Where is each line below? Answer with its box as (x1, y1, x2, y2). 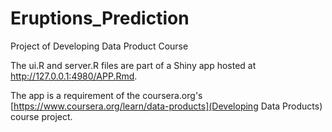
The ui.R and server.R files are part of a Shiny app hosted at (10, 59, 257, 71)
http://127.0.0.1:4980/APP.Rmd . (10, 70, 138, 82)
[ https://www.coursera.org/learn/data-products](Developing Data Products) (10, 100, 323, 112)
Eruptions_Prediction (10, 7, 190, 30)
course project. (10, 110, 73, 122)
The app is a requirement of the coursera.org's (10, 89, 203, 101)
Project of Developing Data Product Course (10, 40, 189, 52)
